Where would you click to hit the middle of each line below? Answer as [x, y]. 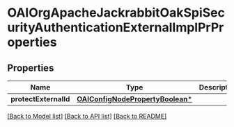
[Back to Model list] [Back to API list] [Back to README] [87, 116]
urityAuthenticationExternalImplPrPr [116, 27]
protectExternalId [40, 99]
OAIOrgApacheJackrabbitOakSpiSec [116, 13]
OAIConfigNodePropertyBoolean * [134, 99]
